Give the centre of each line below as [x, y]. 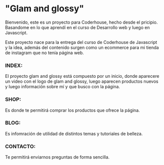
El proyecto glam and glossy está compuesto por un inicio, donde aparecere [82, 76]
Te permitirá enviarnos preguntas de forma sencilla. [57, 157]
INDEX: [14, 66]
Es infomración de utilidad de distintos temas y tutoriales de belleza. [74, 133]
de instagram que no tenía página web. [45, 53]
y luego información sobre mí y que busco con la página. [63, 87]
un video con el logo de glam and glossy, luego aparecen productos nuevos [82, 81]
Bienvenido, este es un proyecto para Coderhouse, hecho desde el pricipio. [82, 22]
